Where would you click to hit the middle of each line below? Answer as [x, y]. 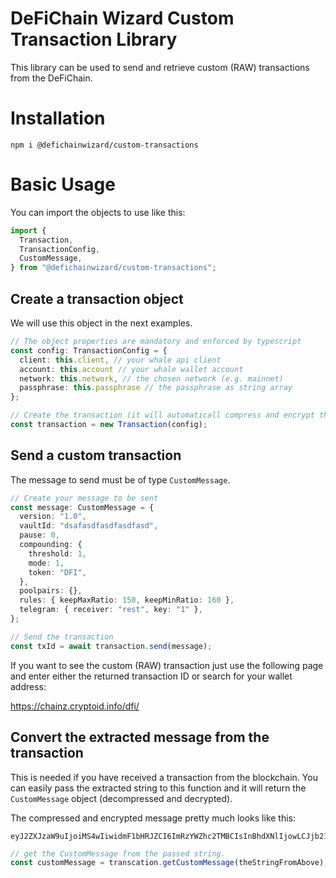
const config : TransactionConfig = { [89, 350]
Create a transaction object [97, 298]
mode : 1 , [46, 563]
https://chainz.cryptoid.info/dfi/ [75, 706]
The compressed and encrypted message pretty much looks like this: [153, 818]
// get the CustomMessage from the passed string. [118, 853]
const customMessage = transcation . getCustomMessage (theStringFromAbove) [167, 863]
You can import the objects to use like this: [98, 212]
